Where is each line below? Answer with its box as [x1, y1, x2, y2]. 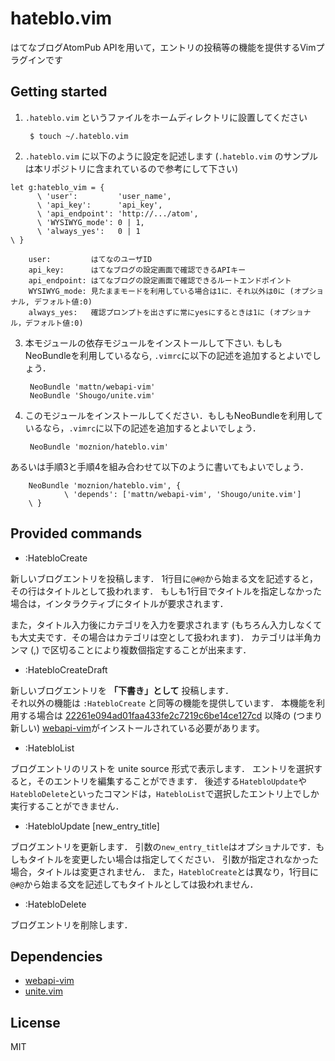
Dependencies [10, 948, 103, 965]
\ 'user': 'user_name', [36, 191, 172, 201]
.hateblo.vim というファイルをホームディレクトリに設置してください [24, 111, 308, 123]
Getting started [10, 83, 108, 101]
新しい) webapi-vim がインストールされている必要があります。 [10, 722, 265, 734]
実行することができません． [10, 800, 125, 812]
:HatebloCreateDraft [24, 663, 108, 676]
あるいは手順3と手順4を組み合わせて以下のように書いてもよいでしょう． [10, 460, 310, 472]
